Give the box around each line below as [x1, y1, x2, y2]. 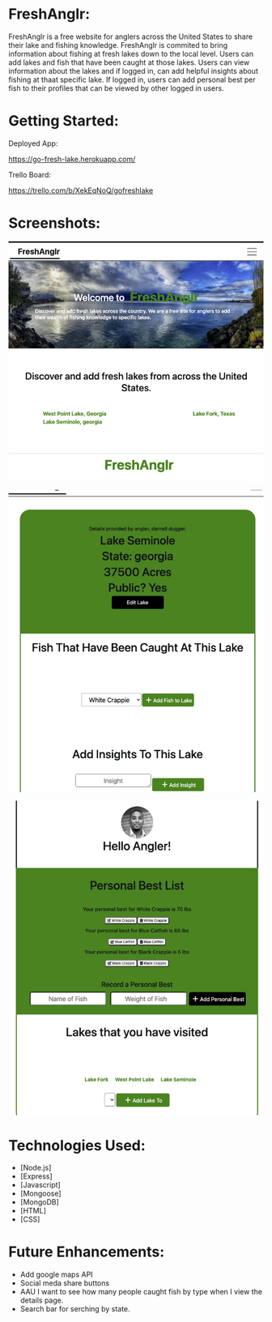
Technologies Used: [8, 1136, 146, 1154]
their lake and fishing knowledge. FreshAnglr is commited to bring [8, 40, 228, 49]
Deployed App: [8, 139, 58, 148]
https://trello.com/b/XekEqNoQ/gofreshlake [8, 186, 154, 195]
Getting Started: [8, 112, 119, 130]
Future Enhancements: [8, 1243, 165, 1261]
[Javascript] [19, 1180, 61, 1190]
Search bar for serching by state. [19, 1304, 131, 1314]
